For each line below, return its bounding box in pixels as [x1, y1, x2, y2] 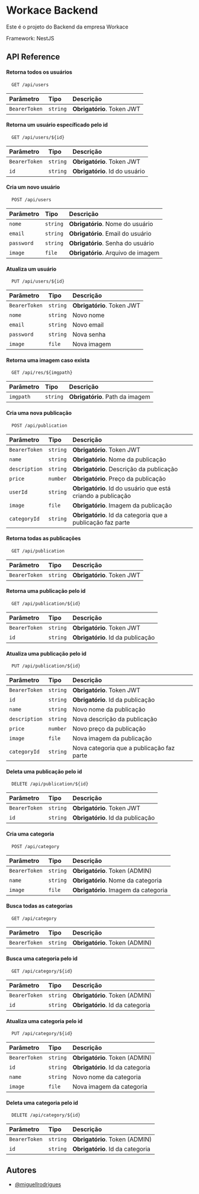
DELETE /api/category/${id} [11, 1112, 81, 1119]
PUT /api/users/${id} [11, 278, 65, 285]
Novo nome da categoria [72, 1073, 141, 1081]
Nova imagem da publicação [72, 734, 152, 742]
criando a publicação [72, 491, 131, 500]
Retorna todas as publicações [6, 535, 81, 542]
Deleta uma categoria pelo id [6, 1099, 78, 1106]
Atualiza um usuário [6, 265, 57, 272]
